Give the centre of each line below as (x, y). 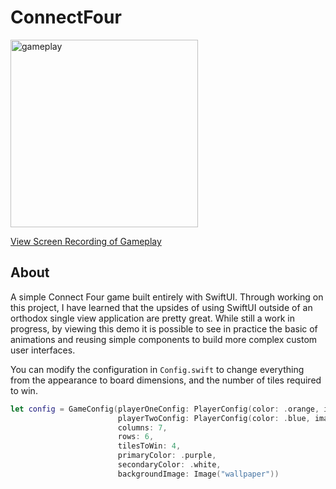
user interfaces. (43, 350)
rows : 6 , (136, 437)
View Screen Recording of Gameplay (86, 241)
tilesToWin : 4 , (149, 446)
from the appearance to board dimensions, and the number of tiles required (166, 380)
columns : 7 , (142, 427)
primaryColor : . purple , (167, 456)
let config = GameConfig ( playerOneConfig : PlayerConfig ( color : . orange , (165, 409)
